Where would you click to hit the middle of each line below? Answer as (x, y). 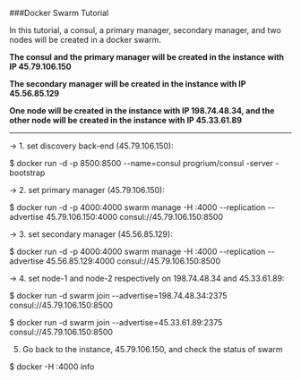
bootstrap (27, 173)
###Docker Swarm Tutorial (59, 13)
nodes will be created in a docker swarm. (85, 40)
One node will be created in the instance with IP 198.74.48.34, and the (142, 110)
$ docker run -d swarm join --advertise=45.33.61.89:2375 (116, 322)
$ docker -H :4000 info (52, 367)
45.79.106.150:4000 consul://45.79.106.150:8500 (135, 217)
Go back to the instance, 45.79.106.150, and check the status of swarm (152, 349)
